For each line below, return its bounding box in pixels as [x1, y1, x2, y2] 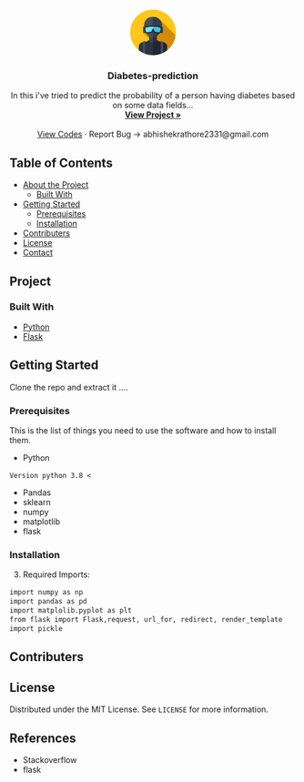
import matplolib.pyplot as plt [9, 606, 132, 615]
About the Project [22, 179, 89, 190]
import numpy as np [9, 588, 84, 597]
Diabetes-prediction [107, 69, 198, 82]
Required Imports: [22, 569, 91, 580]
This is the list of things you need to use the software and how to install [9, 424, 277, 436]
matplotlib [22, 515, 61, 527]
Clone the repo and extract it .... [9, 381, 129, 392]
